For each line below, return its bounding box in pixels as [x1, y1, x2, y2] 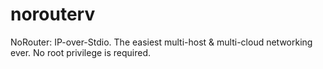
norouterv [10, 3, 96, 26]
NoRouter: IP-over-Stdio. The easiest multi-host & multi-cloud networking [10, 36, 313, 48]
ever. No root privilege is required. [10, 46, 152, 58]
